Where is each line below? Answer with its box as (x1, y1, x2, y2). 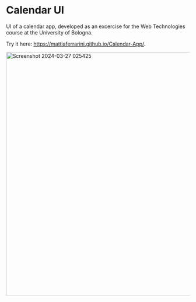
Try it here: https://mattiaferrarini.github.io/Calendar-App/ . (6, 40, 146, 47)
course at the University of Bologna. (6, 29, 93, 36)
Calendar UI (6, 4, 64, 17)
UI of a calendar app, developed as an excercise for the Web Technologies (6, 23, 185, 30)
